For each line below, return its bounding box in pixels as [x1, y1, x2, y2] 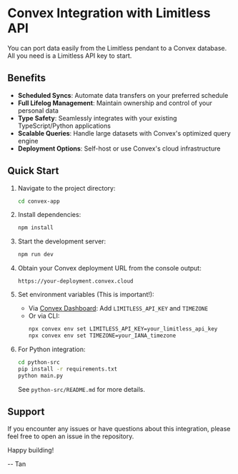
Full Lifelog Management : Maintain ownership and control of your [17, 99, 213, 107]
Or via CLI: [28, 312, 60, 321]
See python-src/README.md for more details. [17, 385, 145, 393]
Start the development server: [17, 237, 106, 246]
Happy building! [7, 446, 54, 455]
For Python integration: [17, 345, 86, 353]
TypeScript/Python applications [17, 121, 111, 130]
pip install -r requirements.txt [17, 365, 118, 373]
